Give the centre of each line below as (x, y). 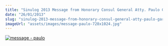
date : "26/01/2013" (25, 14)
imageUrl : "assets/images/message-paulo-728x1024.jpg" (63, 24)
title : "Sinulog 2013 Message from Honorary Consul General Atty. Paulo (82, 10)
